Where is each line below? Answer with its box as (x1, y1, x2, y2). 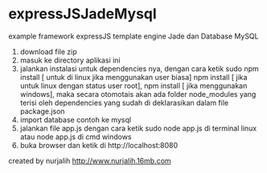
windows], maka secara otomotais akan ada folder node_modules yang (19, 89, 257, 99)
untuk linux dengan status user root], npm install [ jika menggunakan (19, 81, 248, 91)
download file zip (19, 46, 78, 56)
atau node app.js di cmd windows (19, 131, 132, 141)
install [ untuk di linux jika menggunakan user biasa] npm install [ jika (19, 72, 248, 82)
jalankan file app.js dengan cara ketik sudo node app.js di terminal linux (19, 123, 257, 133)
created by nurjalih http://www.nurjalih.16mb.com (8, 155, 171, 165)
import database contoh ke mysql (19, 115, 131, 124)
